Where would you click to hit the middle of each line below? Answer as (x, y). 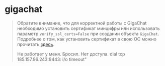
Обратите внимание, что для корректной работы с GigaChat (82, 23)
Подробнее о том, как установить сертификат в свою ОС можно (87, 39)
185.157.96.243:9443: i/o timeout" (52, 59)
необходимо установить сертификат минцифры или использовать (88, 28)
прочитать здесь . (36, 44)
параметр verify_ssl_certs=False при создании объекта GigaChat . (88, 33)
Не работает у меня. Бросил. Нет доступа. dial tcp (71, 54)
